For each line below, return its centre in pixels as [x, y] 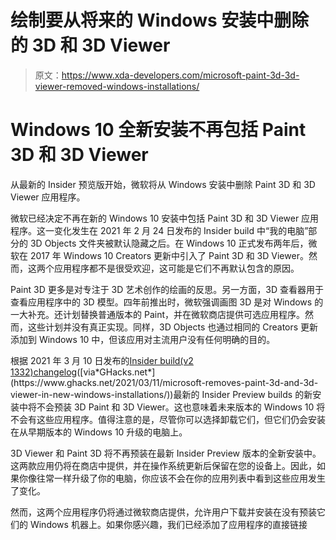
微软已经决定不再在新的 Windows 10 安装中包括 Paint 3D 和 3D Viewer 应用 [165, 218]
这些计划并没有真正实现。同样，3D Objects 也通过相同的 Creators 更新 [173, 327]
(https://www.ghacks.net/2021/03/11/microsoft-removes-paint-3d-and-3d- [164, 382]
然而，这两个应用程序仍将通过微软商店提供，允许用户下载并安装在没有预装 [163, 512]
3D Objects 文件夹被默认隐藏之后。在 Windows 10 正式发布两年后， [169, 243]
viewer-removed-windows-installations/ [117, 86]
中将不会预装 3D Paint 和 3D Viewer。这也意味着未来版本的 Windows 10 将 [172, 407]
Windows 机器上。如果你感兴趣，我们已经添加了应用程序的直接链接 [168, 524]
